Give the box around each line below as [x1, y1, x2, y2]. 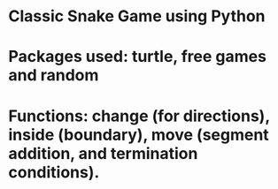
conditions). [8, 162, 100, 182]
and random [8, 65, 99, 86]
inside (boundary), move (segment [8, 125, 269, 145]
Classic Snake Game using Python [8, 6, 266, 26]
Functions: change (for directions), [8, 106, 271, 125]
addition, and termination [8, 143, 198, 163]
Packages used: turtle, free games [8, 47, 267, 67]
